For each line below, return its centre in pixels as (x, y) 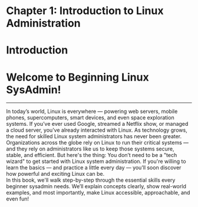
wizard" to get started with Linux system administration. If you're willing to (96, 161)
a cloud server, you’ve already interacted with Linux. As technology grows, (97, 130)
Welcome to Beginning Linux (77, 77)
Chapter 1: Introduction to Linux (85, 11)
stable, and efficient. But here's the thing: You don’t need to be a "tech (92, 155)
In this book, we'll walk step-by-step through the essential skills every (91, 180)
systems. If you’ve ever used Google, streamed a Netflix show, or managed (97, 124)
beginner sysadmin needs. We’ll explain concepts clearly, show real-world (96, 186)
